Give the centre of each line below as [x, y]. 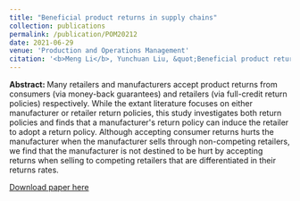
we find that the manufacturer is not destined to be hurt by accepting [136, 151]
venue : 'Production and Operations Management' [100, 51]
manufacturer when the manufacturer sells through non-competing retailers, [150, 141]
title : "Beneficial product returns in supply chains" [113, 17]
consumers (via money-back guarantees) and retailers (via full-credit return [148, 94]
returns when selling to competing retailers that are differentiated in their [143, 160]
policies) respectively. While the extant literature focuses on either [131, 103]
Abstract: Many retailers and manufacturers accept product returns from [144, 84]
